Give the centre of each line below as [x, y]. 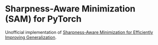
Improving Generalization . [31, 37]
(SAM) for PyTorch [43, 19]
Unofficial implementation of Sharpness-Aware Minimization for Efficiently [79, 32]
